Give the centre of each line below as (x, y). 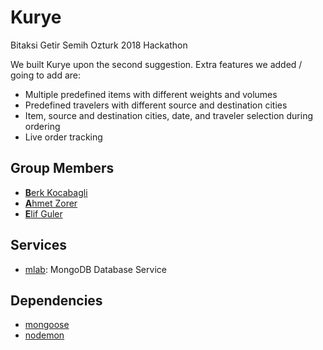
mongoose (47, 325)
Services (39, 245)
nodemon (44, 335)
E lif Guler (43, 213)
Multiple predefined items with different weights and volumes (151, 94)
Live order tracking (63, 137)
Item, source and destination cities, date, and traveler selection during (168, 115)
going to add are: (45, 75)
